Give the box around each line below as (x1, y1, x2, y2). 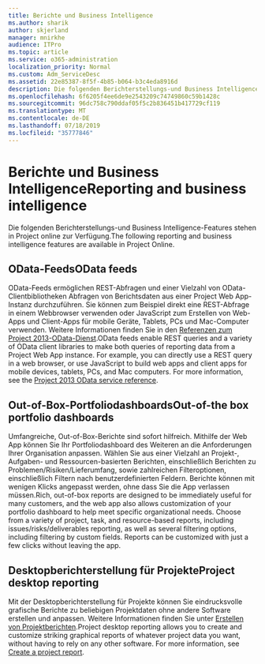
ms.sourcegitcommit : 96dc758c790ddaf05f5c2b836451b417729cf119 (8, 99, 221, 107)
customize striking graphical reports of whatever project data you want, (8, 631, 241, 640)
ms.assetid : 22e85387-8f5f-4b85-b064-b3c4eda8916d (8, 77, 178, 85)
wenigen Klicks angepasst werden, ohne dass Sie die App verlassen (8, 482, 230, 492)
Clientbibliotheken (8, 291, 67, 301)
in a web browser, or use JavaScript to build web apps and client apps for (8, 358, 248, 368)
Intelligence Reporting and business (8, 179, 247, 197)
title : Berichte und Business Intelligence (8, 11, 154, 20)
